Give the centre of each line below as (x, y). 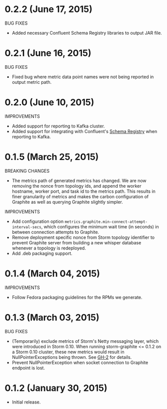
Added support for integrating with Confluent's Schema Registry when (84, 131)
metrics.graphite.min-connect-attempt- (106, 222)
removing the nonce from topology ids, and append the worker (76, 186)
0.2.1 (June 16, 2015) (48, 53)
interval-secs (26, 227)
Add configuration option (37, 221)
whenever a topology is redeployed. (49, 248)
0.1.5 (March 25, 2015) (52, 157)
